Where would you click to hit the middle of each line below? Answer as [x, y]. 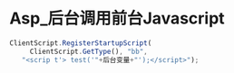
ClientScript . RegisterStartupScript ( [81, 43]
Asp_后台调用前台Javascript [117, 18]
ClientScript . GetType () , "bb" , [88, 51]
